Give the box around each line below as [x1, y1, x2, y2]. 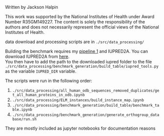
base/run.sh [12, 117, 37, 122]
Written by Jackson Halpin [5, 4, 59, 10]
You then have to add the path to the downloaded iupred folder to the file [5, 59, 152, 64]
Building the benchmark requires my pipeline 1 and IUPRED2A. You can [5, 49, 148, 54]
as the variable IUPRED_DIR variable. [5, 68, 77, 74]
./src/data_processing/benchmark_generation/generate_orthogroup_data [12, 112, 160, 117]
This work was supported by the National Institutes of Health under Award [5, 14, 155, 19]
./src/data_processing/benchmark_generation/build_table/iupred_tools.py [5, 64, 159, 69]
